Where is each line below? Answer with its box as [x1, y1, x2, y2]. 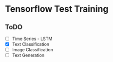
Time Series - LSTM [12, 36, 53, 41]
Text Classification [12, 41, 50, 47]
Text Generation [12, 52, 45, 58]
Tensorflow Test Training [5, 3, 109, 15]
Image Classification [12, 47, 54, 53]
